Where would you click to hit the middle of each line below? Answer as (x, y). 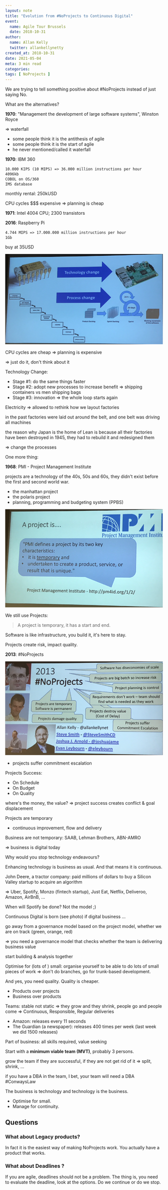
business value (21, 947)
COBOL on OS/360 (22, 179)
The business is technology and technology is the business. (67, 1091)
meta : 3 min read (23, 64)
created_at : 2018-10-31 (30, 53)
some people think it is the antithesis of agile (58, 139)
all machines (18, 422)
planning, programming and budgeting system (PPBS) (68, 502)
